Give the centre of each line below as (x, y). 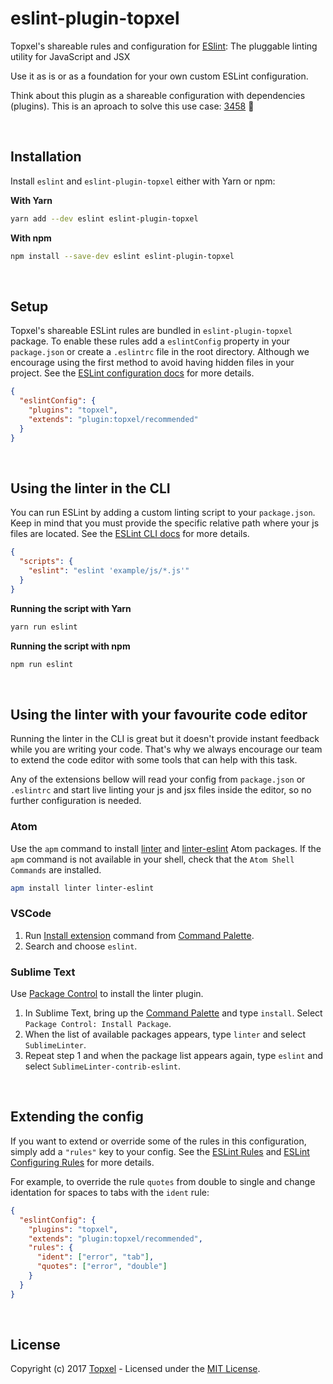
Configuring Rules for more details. (82, 1162)
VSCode (31, 914)
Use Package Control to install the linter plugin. (107, 994)
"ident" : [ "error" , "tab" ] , (95, 1257)
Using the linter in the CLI (90, 488)
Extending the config (77, 1117)
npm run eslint (42, 664)
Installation (46, 157)
